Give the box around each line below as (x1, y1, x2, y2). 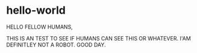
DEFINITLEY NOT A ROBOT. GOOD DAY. (6, 41, 106, 48)
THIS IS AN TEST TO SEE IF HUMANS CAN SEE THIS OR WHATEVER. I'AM (6, 35, 191, 42)
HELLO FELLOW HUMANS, (6, 23, 73, 30)
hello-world (6, 4, 66, 17)
